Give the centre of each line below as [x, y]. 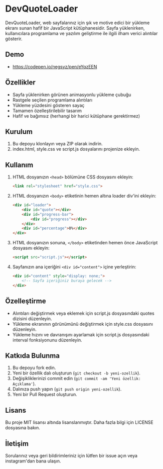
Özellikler [21, 83]
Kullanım [19, 165]
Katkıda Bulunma [33, 356]
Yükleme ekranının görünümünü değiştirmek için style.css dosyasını [83, 324]
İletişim [17, 444]
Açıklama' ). [24, 384]
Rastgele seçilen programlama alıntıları [52, 100]
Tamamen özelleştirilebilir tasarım [47, 111]
